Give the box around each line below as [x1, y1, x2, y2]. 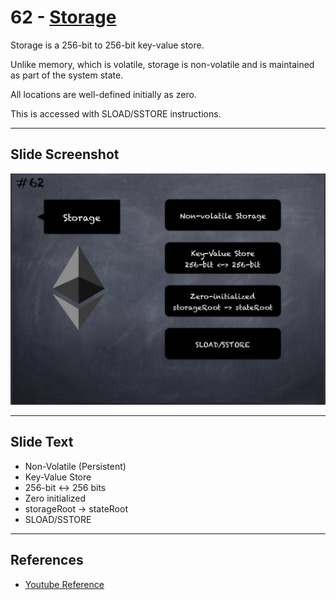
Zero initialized [24, 492, 87, 504]
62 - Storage [10, 6, 117, 29]
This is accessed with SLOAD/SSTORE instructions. [10, 107, 222, 120]
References [10, 552, 84, 569]
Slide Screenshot [10, 146, 120, 163]
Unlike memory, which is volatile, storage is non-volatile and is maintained [10, 58, 315, 70]
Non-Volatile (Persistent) [24, 460, 127, 472]
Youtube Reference [24, 578, 105, 590]
